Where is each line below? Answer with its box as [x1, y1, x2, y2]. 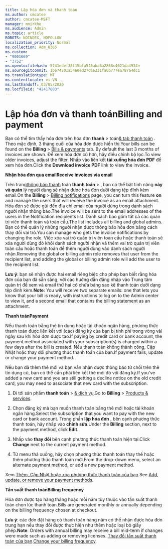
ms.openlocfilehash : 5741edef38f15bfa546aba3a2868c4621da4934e [5, 63, 140, 68]
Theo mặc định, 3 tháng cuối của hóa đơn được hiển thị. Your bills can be [5, 141, 155, 147]
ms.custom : [5, 49, 28, 54]
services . [12, 395, 32, 401]
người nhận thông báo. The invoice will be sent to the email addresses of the [5, 208, 162, 214]
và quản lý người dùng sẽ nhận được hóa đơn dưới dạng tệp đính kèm [5, 187, 149, 193]
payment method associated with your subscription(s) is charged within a [5, 339, 157, 345]
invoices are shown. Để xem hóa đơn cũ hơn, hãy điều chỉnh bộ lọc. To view [5, 152, 161, 158]
